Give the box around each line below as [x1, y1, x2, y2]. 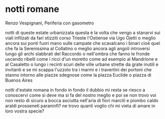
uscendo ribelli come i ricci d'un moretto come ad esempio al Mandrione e [5, 56, 158, 62]
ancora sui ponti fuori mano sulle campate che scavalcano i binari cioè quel [5, 40, 161, 46]
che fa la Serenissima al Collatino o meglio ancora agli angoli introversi [5, 45, 150, 51]
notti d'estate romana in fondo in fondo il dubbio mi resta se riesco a [5, 87, 146, 93]
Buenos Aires [5, 77, 33, 83]
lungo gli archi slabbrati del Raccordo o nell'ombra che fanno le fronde [5, 51, 150, 57]
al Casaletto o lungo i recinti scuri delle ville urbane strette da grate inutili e [5, 61, 159, 67]
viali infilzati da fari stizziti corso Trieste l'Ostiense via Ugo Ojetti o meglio [5, 35, 156, 41]
